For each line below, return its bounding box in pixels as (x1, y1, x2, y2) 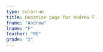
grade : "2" (6, 36, 34, 42)
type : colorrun (6, 8, 44, 15)
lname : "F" (6, 25, 34, 32)
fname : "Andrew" (6, 20, 47, 26)
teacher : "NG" (6, 31, 42, 37)
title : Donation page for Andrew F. (6, 14, 98, 20)
